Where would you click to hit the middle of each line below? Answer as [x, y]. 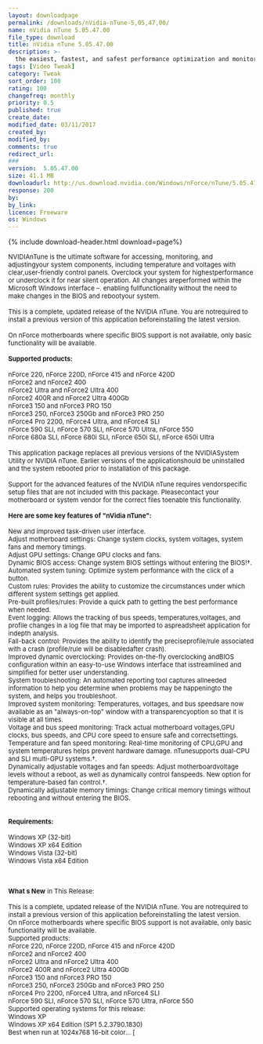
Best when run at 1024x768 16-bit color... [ [72, 1033]
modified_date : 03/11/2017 [52, 125]
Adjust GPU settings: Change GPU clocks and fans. [85, 555]
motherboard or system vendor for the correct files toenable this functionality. [125, 500]
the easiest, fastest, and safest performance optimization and [122, 60]
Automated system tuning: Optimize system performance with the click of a [121, 571]
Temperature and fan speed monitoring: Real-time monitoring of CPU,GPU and [126, 743]
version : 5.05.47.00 [43, 169]
